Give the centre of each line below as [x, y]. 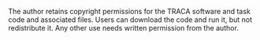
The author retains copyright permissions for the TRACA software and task [129, 11]
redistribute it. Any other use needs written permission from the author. [123, 28]
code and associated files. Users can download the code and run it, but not [130, 20]
